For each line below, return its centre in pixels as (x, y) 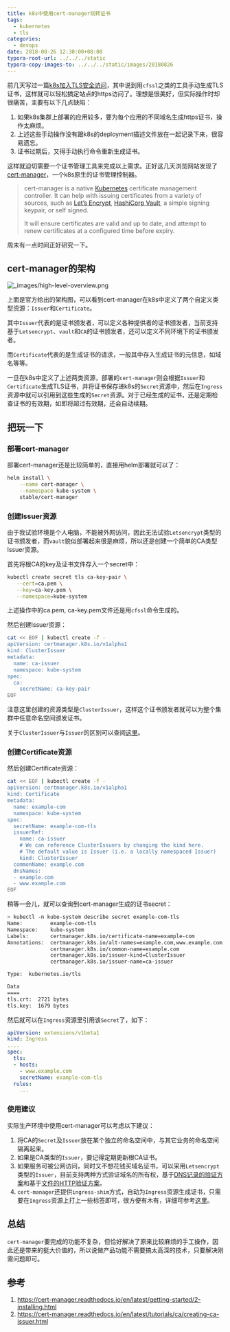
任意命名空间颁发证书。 (52, 718)
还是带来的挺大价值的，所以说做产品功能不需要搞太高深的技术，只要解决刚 (118, 1250)
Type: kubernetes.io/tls (44, 974)
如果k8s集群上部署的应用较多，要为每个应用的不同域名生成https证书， (116, 117)
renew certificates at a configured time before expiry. (99, 230)
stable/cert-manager (49, 497)
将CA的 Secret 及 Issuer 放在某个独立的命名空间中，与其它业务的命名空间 (118, 1140)
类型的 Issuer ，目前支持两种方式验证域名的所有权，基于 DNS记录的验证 (117, 1174)
